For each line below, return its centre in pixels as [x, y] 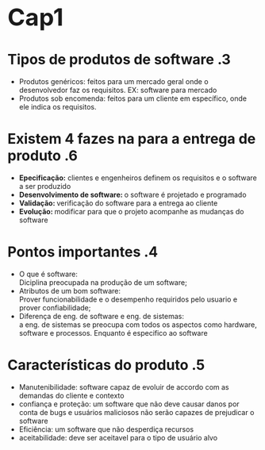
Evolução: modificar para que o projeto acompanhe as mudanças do [131, 211]
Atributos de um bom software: [69, 290]
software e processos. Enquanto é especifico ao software [113, 333]
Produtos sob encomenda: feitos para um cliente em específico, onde [133, 98]
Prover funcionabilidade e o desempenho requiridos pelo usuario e [128, 299]
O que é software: [48, 274]
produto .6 [43, 156]
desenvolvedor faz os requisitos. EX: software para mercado [118, 90]
